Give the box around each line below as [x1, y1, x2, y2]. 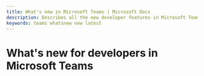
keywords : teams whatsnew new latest [6, 20, 102, 26]
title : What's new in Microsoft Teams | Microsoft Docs [6, 8, 151, 15]
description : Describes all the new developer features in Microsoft [6, 14, 186, 21]
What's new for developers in [6, 46, 158, 60]
